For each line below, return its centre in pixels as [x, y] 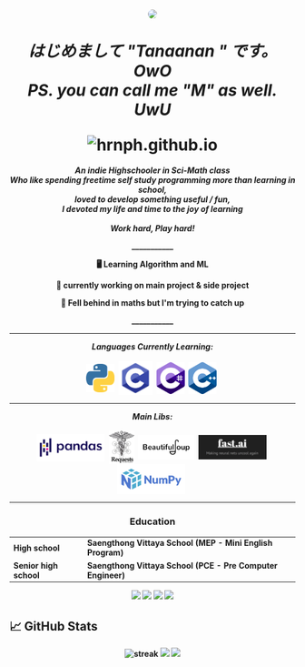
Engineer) [106, 575]
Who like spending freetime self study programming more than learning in [152, 179]
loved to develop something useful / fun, [152, 199]
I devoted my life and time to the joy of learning [152, 208]
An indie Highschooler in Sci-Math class [152, 170]
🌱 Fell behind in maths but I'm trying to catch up [152, 302]
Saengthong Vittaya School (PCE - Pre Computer [183, 565]
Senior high [36, 565]
